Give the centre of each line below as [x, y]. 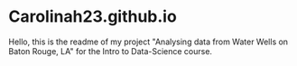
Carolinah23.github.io [93, 17]
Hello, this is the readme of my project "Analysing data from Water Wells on [148, 42]
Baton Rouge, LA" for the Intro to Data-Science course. [111, 51]
